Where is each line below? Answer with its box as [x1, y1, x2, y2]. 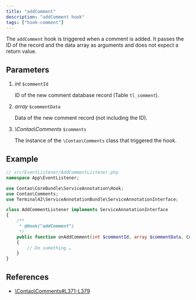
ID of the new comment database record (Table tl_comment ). [14, 92, 159, 99]
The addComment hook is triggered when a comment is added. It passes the [6, 36, 184, 43]
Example [6, 154, 38, 164]
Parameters [6, 65, 50, 75]
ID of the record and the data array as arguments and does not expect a [6, 42, 179, 49]
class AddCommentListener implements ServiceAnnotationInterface [6, 207, 168, 213]
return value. [6, 48, 37, 55]
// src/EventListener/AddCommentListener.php [6, 170, 118, 175]
